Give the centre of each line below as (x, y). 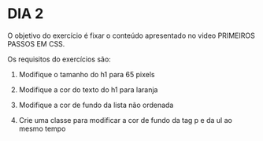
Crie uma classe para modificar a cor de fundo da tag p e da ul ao (126, 120)
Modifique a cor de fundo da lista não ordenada (96, 105)
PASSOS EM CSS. (36, 43)
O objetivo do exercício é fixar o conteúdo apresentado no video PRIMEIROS (131, 35)
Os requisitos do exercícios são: (59, 59)
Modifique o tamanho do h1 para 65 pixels (87, 74)
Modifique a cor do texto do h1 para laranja (88, 89)
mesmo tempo (42, 128)
